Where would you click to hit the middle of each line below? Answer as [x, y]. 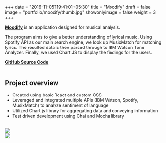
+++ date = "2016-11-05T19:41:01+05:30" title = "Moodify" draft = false [78, 7]
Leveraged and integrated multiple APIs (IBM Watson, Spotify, [75, 100]
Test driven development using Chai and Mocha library [68, 116]
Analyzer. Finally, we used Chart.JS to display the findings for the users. [79, 52]
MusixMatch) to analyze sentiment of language [60, 105]
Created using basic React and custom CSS [57, 95]
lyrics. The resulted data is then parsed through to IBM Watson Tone [75, 47]
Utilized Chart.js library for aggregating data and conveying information [85, 110]
